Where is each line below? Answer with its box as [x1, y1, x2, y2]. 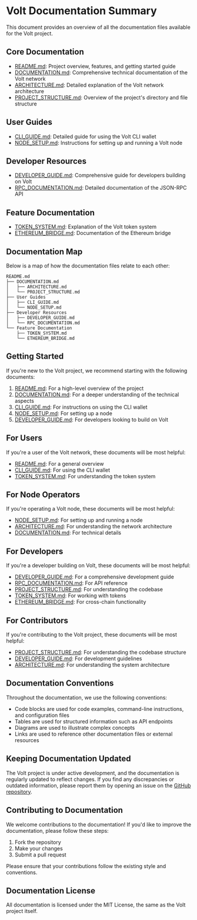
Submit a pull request [14, 851, 66, 858]
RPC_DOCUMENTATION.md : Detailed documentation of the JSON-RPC [14, 184, 187, 191]
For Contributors [6, 615, 69, 626]
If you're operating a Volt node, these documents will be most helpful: [6, 505, 175, 512]
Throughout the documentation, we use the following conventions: [6, 694, 168, 701]
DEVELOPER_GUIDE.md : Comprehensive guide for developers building [14, 172, 186, 179]
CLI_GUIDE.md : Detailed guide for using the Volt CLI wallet [14, 133, 156, 140]
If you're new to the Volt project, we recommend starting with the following [6, 367, 188, 374]
